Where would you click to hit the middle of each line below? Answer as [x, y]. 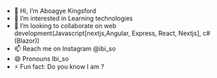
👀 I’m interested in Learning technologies [73, 18]
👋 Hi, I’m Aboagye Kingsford [55, 11]
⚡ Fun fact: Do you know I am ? [59, 66]
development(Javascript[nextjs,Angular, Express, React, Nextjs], [107, 33]
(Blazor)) [27, 41]
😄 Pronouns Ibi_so [41, 59]
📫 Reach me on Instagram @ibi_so [65, 48]
